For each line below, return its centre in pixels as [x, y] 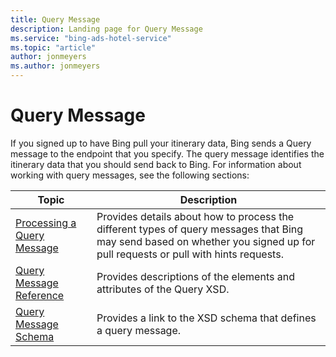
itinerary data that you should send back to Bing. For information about [156, 164]
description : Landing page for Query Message [106, 29]
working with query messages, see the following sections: [130, 175]
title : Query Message [55, 19]
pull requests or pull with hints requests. [190, 254]
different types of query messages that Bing [200, 229]
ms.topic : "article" [53, 47]
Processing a [46, 223]
